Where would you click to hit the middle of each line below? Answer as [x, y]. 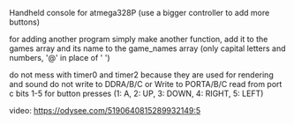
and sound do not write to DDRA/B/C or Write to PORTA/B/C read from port [146, 84]
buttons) [25, 22]
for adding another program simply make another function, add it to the [139, 39]
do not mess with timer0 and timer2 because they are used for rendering [141, 75]
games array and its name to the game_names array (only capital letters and [147, 48]
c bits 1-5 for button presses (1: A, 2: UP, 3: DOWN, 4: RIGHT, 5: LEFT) [136, 93]
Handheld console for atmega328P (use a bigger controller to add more [139, 13]
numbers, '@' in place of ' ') [60, 58]
